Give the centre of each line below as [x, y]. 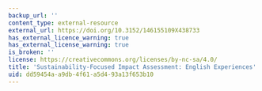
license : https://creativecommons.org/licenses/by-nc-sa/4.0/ [113, 60]
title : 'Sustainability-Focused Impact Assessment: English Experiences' [133, 67]
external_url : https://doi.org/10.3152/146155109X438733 [104, 30]
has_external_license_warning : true [68, 45]
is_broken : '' [32, 52]
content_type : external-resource [63, 23]
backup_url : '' [33, 15]
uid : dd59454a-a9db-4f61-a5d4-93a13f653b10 [81, 74]
